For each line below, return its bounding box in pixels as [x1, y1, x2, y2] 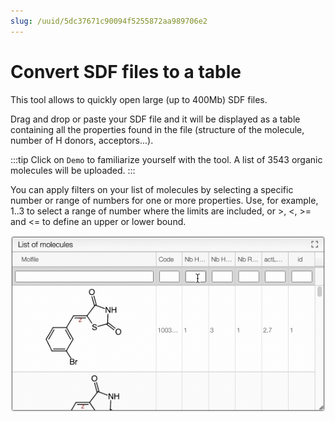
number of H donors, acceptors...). [10, 134, 154, 146]
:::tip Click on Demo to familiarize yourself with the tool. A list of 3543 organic [10, 153, 323, 165]
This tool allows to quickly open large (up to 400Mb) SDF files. [10, 93, 268, 105]
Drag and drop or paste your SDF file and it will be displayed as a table [10, 113, 301, 125]
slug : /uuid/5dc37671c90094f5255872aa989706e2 [10, 16, 208, 26]
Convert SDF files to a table [10, 60, 242, 83]
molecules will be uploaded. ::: [10, 164, 136, 176]
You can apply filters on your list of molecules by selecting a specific [10, 183, 294, 195]
